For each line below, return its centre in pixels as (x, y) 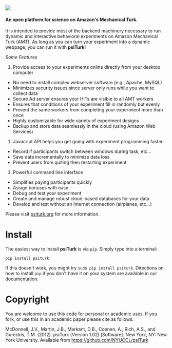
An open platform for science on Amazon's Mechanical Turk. (71, 20)
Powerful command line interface (48, 172)
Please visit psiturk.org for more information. (53, 214)
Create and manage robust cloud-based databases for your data (81, 199)
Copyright (27, 299)
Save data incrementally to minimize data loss (61, 157)
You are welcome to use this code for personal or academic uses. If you (81, 314)
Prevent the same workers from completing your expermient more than (88, 110)
